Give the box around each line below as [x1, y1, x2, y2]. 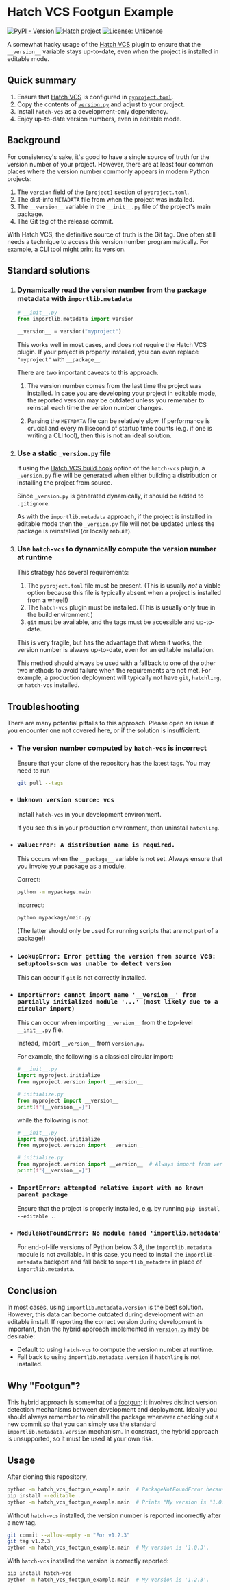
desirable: [7, 1332, 36, 1340]
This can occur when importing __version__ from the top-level [16, 1019, 193, 1027]
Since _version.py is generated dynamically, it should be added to [16, 492, 204, 501]
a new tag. [7, 1518, 37, 1526]
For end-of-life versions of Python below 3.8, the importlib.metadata [16, 1243, 212, 1251]
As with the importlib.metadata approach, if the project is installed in [16, 512, 212, 521]
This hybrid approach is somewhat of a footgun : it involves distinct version [7, 1398, 218, 1406]
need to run [16, 766, 50, 775]
